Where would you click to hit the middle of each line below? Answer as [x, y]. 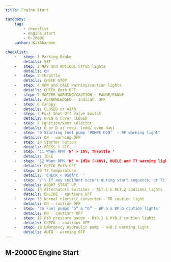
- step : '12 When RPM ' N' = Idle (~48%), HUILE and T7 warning [85, 161]
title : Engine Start [27, 10]
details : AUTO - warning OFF [54, 232]
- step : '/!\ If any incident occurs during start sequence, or [86, 180]
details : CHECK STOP [45, 81]
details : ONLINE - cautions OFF [58, 194]
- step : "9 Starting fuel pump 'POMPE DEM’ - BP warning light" [87, 133]
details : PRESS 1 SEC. [48, 147]
